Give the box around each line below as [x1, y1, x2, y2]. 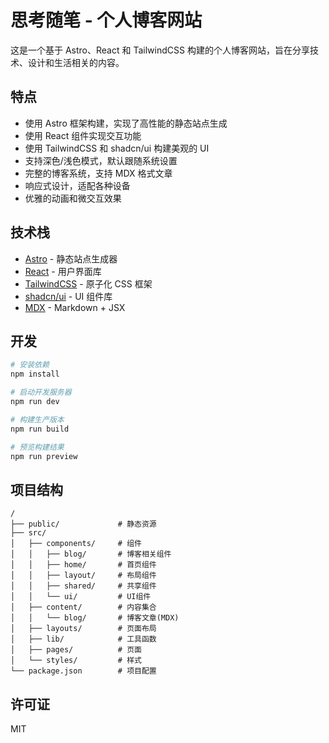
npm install [10, 369, 60, 380]
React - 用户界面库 [24, 265, 102, 277]
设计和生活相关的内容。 [27, 56, 125, 68]
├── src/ [10, 528, 47, 538]
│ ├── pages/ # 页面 [10, 645, 142, 655]
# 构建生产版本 [10, 414, 65, 425]
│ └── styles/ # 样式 [10, 656, 142, 666]
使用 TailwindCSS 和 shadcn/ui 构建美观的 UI [24, 142, 210, 154]
